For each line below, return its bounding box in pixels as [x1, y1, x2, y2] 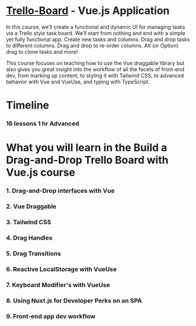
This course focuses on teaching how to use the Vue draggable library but [6, 60, 185, 67]
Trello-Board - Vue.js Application [6, 4, 170, 18]
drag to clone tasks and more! [6, 48, 78, 55]
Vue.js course [6, 166, 76, 179]
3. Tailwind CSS [6, 218, 51, 226]
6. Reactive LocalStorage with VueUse [6, 265, 117, 273]
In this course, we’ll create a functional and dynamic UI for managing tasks [6, 23, 185, 30]
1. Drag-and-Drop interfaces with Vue [6, 187, 115, 195]
